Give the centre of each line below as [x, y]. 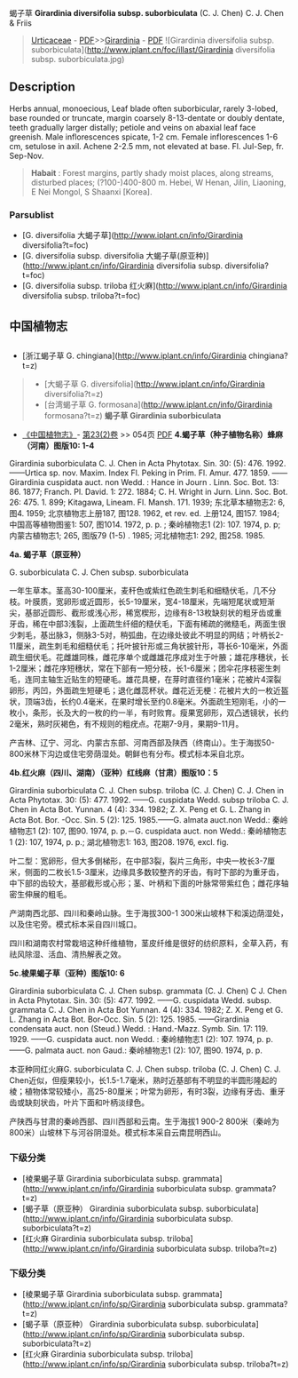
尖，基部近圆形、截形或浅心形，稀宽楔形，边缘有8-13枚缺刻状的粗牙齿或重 [145, 612]
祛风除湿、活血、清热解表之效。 [67, 954]
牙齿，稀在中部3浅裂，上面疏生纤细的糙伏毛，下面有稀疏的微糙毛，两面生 [144, 624]
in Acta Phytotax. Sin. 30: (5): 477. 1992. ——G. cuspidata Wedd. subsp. [141, 1000]
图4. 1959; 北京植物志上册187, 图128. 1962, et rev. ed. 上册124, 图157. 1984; [145, 513]
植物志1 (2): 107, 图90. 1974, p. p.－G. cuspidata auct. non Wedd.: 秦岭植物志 [148, 831]
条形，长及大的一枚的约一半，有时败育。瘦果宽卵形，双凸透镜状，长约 [161, 713]
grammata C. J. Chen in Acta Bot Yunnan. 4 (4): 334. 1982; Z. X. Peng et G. [146, 1009]
